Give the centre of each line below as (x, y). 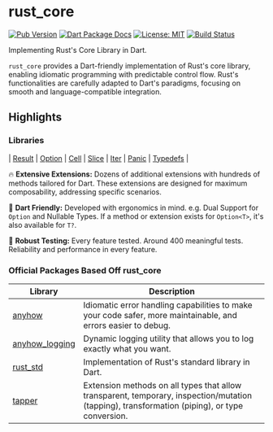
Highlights (35, 118)
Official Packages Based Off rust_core (85, 270)
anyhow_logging (44, 343)
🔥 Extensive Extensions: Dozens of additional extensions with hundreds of (134, 174)
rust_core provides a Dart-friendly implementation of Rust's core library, (130, 65)
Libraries (26, 141)
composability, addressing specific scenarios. (85, 192)
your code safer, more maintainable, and (160, 315)
